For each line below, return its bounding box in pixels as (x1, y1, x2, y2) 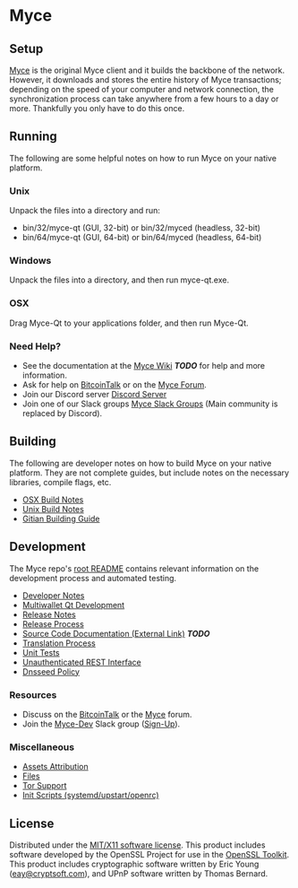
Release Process (21, 618, 85, 629)
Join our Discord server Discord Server (21, 389, 167, 399)
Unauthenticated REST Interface (21, 657, 141, 667)
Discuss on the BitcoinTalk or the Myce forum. (21, 709, 192, 719)
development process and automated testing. (9, 572, 177, 583)
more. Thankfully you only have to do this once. (9, 103, 185, 113)
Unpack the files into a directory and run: (9, 205, 161, 216)
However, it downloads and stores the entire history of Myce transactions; (9, 74, 282, 85)
